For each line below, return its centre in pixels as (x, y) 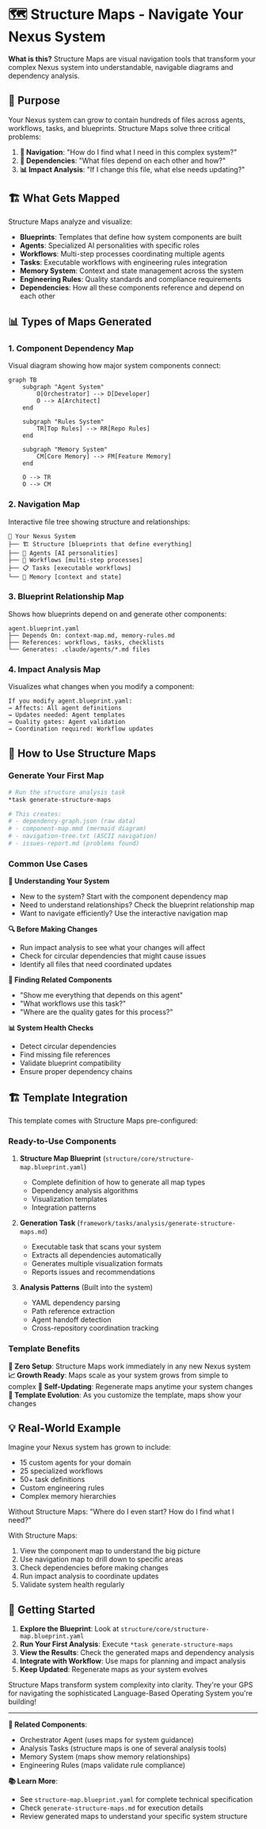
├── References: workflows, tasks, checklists (86, 642)
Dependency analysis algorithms (85, 1191)
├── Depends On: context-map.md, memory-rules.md (92, 635)
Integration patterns (64, 1207)
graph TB (23, 380)
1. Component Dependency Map (71, 348)
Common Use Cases (48, 864)
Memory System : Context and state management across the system (131, 271)
